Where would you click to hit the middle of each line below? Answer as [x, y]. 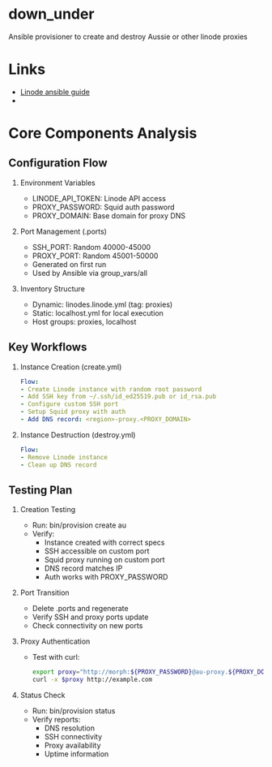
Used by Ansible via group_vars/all [90, 273]
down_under [51, 14]
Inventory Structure [52, 288]
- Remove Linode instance [64, 457]
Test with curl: [56, 657]
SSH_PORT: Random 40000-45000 [91, 247]
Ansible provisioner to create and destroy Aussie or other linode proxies [128, 37]
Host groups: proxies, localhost [84, 321]
